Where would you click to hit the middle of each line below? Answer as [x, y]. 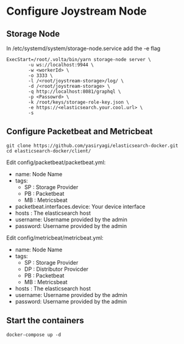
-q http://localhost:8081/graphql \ [75, 91]
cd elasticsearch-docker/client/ [49, 151]
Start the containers [45, 321]
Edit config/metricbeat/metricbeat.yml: [55, 238]
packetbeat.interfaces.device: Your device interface [80, 206]
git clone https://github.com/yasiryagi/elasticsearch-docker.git [92, 145]
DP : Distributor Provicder [56, 269]
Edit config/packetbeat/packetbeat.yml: [56, 162]
